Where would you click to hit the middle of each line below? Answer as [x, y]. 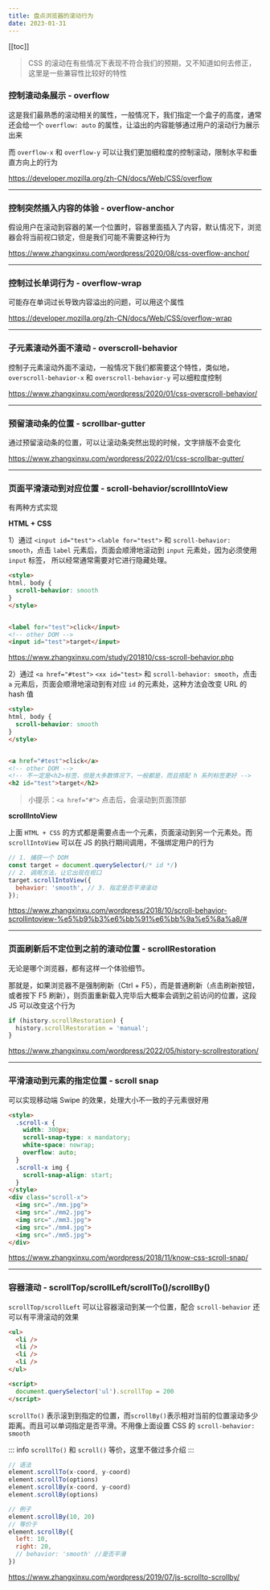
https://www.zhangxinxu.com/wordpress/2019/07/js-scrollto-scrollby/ [124, 1577]
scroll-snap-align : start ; [68, 1175]
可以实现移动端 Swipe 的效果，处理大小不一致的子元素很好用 [108, 1100]
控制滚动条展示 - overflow [59, 96]
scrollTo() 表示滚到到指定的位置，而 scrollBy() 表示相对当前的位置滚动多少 [133, 1415]
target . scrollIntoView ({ [50, 880]
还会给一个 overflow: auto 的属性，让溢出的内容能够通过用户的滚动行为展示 [134, 125]
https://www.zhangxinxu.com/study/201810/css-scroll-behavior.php [121, 658]
